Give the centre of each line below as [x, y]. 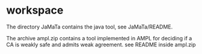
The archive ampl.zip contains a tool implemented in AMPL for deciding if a [99, 38]
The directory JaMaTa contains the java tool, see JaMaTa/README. [90, 27]
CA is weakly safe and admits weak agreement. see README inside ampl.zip [101, 45]
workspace [35, 10]
